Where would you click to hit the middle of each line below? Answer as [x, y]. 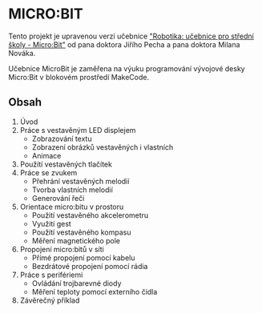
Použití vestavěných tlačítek [66, 164]
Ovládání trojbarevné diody [77, 283]
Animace [46, 155]
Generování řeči [58, 198]
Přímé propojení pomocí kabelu [83, 258]
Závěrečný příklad [50, 300]
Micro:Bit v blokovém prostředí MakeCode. [79, 77]
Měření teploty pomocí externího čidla [95, 291]
